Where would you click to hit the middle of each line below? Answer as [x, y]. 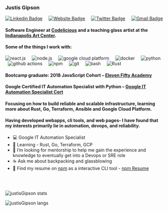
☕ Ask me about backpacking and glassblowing [62, 161]
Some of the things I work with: [39, 47]
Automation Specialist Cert [34, 92]
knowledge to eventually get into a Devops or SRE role [69, 155]
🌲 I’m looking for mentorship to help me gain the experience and [79, 150]
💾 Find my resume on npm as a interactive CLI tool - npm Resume [81, 169]
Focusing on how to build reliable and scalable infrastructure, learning [80, 103]
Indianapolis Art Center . [31, 35]
